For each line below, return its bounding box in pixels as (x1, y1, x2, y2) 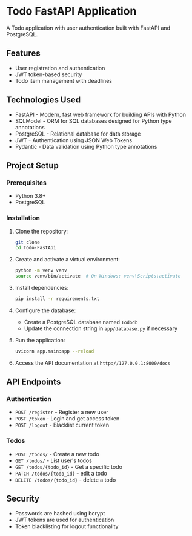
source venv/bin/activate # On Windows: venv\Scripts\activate (15, 273, 181, 279)
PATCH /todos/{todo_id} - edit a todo (15, 469, 107, 477)
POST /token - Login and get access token (15, 415, 120, 422)
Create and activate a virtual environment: (15, 256, 120, 263)
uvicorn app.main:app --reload (15, 348, 94, 355)
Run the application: (15, 336, 65, 344)
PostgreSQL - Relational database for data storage (15, 130, 141, 137)
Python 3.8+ (15, 192, 47, 200)
